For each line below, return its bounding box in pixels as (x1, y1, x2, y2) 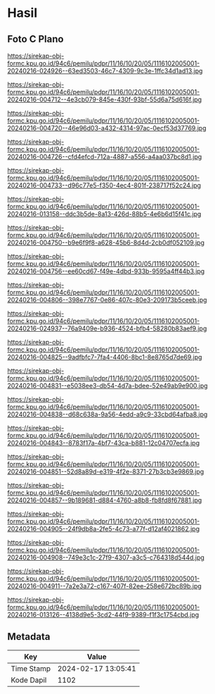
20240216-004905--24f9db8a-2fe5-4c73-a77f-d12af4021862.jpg (7, 525, 200, 533)
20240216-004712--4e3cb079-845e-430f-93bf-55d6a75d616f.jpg (7, 95, 202, 104)
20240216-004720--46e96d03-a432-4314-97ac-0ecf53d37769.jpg (7, 124, 207, 132)
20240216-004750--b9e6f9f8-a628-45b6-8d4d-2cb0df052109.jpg (7, 238, 205, 247)
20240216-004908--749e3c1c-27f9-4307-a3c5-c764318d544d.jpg (7, 553, 205, 562)
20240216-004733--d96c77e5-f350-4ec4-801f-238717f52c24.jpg (7, 181, 202, 190)
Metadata (7, 631, 51, 643)
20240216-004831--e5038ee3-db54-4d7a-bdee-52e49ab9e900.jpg (7, 382, 209, 390)
